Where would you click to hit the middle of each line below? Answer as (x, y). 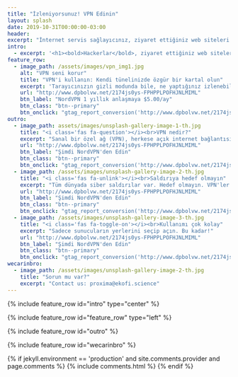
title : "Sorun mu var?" (55, 277)
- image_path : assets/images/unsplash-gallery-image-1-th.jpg (107, 126)
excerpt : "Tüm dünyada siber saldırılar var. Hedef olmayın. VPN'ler (125, 185)
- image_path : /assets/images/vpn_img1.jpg (79, 66)
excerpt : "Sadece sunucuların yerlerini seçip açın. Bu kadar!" (117, 231)
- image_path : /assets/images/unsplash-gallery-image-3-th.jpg (109, 218)
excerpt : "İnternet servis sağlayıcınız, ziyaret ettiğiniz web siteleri (119, 40)
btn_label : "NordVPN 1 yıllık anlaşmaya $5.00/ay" (96, 100)
